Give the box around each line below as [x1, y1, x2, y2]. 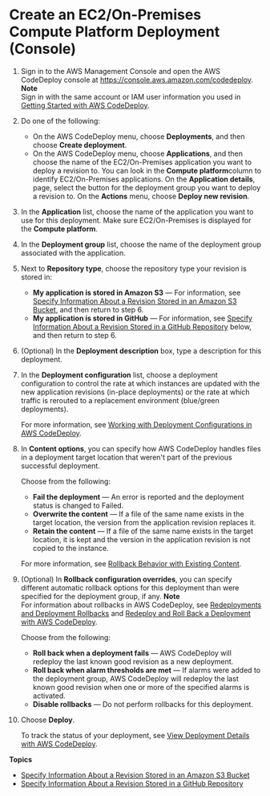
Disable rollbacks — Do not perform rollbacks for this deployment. [32, 699, 253, 708]
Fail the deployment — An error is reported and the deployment [32, 492, 244, 501]
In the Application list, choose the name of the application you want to [20, 206, 254, 216]
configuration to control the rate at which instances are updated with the [20, 378, 260, 388]
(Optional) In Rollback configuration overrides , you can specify [20, 574, 232, 584]
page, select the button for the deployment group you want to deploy [32, 182, 261, 192]
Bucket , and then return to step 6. [32, 304, 144, 314]
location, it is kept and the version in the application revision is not [32, 534, 251, 544]
